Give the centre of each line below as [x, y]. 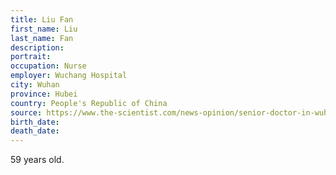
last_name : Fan [42, 38]
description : [37, 47]
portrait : [31, 57]
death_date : [35, 131]
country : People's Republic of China [89, 103]
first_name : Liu [44, 29]
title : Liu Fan [42, 19]
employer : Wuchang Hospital [69, 76]
